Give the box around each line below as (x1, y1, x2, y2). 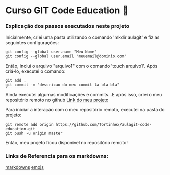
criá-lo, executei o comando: (5, 68, 66, 74)
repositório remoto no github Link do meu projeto (5, 97, 109, 103)
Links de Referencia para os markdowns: (5, 153, 109, 160)
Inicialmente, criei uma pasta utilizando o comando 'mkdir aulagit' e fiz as (5, 34, 160, 40)
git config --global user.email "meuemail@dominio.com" (5, 54, 127, 59)
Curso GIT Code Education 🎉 (5, 5, 129, 16)
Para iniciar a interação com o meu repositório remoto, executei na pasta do (5, 107, 165, 113)
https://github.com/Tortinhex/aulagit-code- (55, 122, 152, 127)
